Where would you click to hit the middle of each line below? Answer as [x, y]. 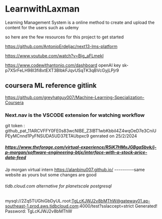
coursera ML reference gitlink [51, 86]
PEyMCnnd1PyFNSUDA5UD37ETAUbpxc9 [47, 136]
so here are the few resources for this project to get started [64, 37]
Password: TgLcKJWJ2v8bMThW [39, 211]
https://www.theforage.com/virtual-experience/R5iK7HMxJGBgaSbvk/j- [81, 147]
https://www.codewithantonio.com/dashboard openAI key [63, 65]
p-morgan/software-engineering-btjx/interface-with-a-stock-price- [76, 152]
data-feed [16, 157]
